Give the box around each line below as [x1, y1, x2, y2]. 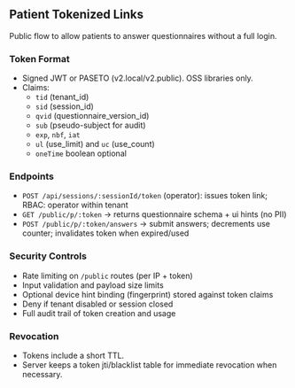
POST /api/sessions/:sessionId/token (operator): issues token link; [21, 190, 268, 201]
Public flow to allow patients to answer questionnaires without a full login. [9, 30, 277, 41]
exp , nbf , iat [35, 129, 82, 140]
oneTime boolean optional [35, 148, 127, 159]
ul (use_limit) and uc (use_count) [35, 139, 155, 150]
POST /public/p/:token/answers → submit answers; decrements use [21, 219, 270, 229]
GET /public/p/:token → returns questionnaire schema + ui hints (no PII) [21, 209, 287, 220]
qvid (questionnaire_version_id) [35, 111, 150, 121]
